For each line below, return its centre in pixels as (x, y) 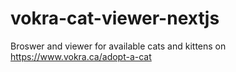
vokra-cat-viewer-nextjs (115, 18)
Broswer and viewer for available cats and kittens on (118, 46)
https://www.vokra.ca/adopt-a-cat (81, 56)
